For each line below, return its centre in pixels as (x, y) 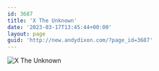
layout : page (26, 34)
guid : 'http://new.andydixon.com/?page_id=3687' (80, 40)
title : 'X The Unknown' (42, 21)
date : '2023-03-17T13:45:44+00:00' (60, 27)
